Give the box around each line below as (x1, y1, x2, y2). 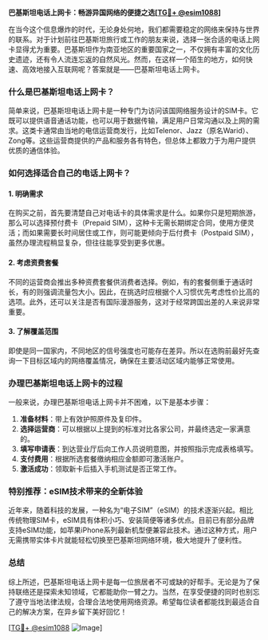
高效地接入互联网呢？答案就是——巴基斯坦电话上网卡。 (22, 65, 204, 74)
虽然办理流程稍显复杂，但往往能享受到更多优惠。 (8, 238, 169, 248)
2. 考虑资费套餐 (8, 258, 59, 268)
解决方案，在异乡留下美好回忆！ (22, 607, 128, 616)
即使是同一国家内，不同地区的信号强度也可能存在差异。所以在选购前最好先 (8, 346, 253, 355)
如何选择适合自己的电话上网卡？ (8, 167, 132, 179)
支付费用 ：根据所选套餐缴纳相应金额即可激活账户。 (19, 454, 188, 464)
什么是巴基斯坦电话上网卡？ (8, 86, 115, 97)
